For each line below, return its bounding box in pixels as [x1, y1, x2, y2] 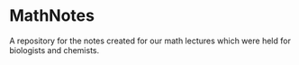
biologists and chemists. [9, 44, 100, 55]
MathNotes [9, 5, 95, 26]
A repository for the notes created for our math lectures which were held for [9, 35, 291, 46]
